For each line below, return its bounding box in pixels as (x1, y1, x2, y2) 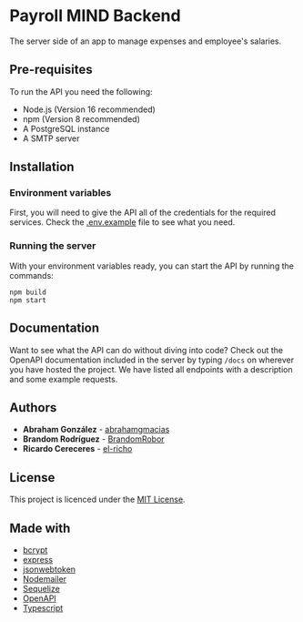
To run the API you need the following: (9, 86, 153, 97)
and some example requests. (9, 373, 118, 384)
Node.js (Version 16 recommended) (22, 104, 157, 115)
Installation (9, 159, 75, 175)
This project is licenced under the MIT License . (9, 494, 186, 505)
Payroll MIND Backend (9, 5, 181, 26)
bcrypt (22, 544, 48, 556)
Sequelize (22, 583, 61, 594)
